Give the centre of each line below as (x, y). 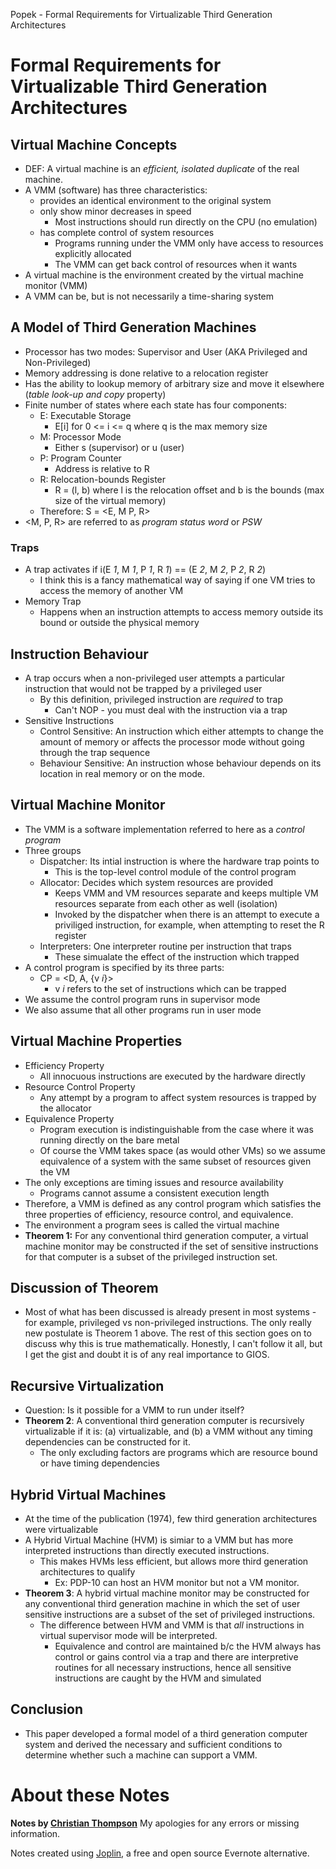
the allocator (65, 1108)
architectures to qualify (87, 1571)
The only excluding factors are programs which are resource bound (178, 1453)
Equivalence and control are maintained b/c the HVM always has (188, 1646)
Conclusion (47, 1709)
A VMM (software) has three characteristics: (116, 190)
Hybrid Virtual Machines (88, 1494)
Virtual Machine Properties (96, 1041)
